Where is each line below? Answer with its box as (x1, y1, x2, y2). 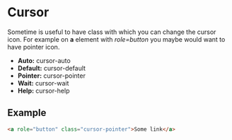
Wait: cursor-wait (17, 78, 69, 87)
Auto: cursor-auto (17, 56, 71, 64)
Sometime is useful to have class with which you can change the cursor (7, 28, 216, 36)
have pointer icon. (7, 42, 60, 51)
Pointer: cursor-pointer (17, 71, 86, 80)
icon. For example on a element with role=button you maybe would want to (7, 35, 226, 43)
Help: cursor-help (17, 86, 70, 95)
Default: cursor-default (17, 64, 86, 72)
